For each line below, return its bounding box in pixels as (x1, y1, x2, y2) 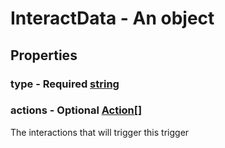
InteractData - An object (10, 7, 215, 30)
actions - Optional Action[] (10, 103, 143, 117)
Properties (10, 47, 78, 64)
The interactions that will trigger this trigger (10, 126, 190, 138)
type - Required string (10, 77, 120, 91)
